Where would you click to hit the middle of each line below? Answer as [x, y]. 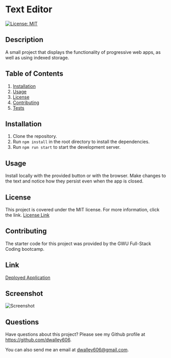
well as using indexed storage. [37, 57]
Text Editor [29, 9]
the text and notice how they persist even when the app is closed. [75, 181]
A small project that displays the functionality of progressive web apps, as [83, 52]
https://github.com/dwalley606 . [39, 340]
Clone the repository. [35, 136]
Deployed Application [28, 277]
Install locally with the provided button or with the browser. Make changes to [86, 176]
